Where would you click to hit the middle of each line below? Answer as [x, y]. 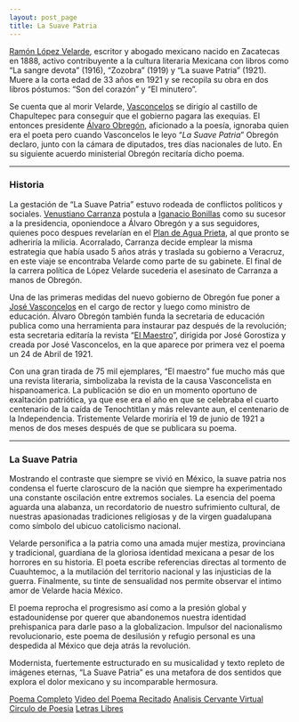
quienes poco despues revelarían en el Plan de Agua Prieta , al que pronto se [149, 232]
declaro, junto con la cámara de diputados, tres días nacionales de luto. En [146, 144]
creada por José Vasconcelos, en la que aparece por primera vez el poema [147, 345]
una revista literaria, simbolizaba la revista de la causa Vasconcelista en [141, 380]
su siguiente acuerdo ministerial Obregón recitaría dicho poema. [127, 153]
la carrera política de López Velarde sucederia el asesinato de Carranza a [144, 270]
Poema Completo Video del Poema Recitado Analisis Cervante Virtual [137, 699]
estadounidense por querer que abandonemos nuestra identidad [128, 617]
